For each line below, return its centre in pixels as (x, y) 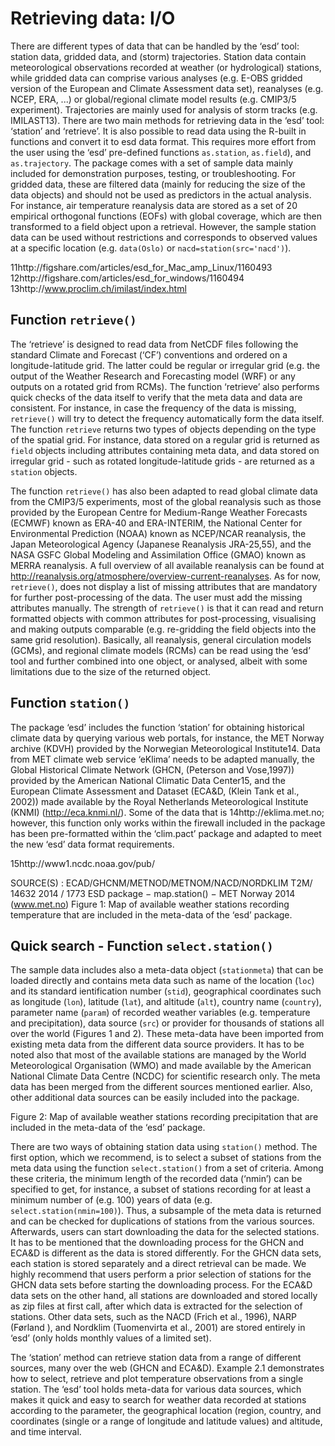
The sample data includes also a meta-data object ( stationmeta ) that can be (167, 970)
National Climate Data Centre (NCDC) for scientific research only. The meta (165, 1076)
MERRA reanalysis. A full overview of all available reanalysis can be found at (167, 565)
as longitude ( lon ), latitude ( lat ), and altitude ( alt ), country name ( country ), (166, 1002)
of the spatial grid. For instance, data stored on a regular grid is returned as (165, 439)
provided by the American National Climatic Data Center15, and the (148, 780)
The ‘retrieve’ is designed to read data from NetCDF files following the (154, 344)
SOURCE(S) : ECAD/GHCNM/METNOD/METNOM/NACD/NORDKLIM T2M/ (161, 883)
